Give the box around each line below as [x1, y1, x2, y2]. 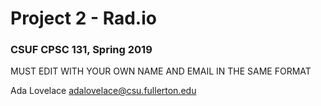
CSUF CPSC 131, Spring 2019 [10, 43, 153, 57]
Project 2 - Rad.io [10, 7, 157, 30]
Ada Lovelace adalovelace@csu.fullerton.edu [10, 85, 197, 97]
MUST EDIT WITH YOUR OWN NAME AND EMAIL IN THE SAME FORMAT [10, 65, 312, 77]
